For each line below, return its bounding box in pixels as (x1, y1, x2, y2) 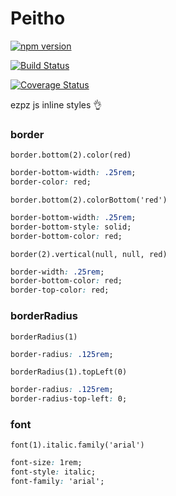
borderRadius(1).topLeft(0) (10, 367, 128, 377)
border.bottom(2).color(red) (10, 150, 132, 161)
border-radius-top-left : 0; (10, 394, 128, 404)
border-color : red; (10, 177, 92, 187)
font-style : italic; (10, 467, 97, 477)
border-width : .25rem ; (10, 267, 105, 277)
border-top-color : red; (10, 285, 110, 296)
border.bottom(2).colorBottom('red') (10, 195, 168, 205)
